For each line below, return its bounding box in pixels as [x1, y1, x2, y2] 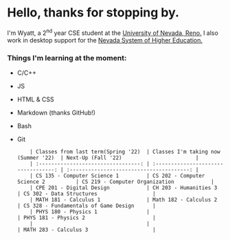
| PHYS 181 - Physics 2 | [16, 214, 156, 221]
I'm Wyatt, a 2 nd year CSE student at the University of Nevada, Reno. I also [7, 27, 218, 37]
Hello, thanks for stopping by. [7, 5, 180, 21]
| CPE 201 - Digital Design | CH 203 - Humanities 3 [30, 184, 218, 191]
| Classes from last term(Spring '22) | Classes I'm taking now [30, 148, 221, 155]
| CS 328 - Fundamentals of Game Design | [16, 202, 156, 209]
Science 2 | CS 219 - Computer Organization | [16, 178, 214, 185]
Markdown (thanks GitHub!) [16, 108, 96, 117]
